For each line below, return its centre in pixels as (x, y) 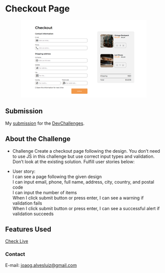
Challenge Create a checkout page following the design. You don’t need (86, 151)
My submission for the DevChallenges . (45, 123)
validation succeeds (33, 214)
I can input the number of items (45, 192)
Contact (15, 254)
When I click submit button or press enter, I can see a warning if (78, 198)
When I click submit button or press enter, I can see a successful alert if (86, 208)
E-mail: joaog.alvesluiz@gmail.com (41, 265)
